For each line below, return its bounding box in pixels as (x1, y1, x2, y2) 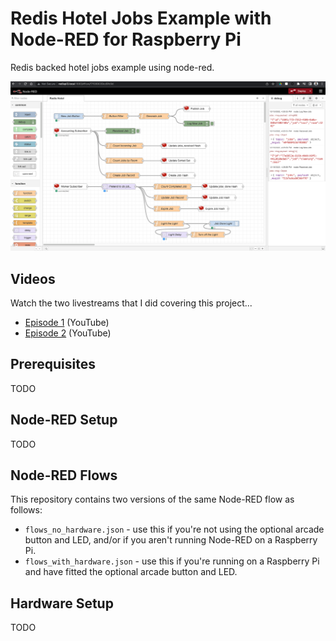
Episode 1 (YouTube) (24, 316, 110, 328)
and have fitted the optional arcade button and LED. (24, 566, 238, 578)
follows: (10, 504, 43, 516)
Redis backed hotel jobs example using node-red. (10, 61, 215, 73)
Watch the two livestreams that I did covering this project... (10, 297, 253, 309)
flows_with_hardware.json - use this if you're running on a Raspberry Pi (24, 555, 320, 567)
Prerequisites (10, 356, 96, 373)
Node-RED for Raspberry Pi (10, 28, 242, 51)
